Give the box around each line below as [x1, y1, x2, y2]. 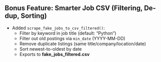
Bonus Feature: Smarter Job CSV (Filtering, [5, 4, 143, 12]
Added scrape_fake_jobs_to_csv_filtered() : [12, 25, 105, 31]
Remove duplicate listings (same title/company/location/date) [19, 41, 146, 47]
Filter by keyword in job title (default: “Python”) [19, 30, 116, 36]
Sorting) [20, 12, 47, 20]
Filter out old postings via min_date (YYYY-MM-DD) [19, 35, 126, 41]
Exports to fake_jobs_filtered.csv [19, 51, 90, 57]
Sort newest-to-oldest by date [19, 46, 82, 52]
